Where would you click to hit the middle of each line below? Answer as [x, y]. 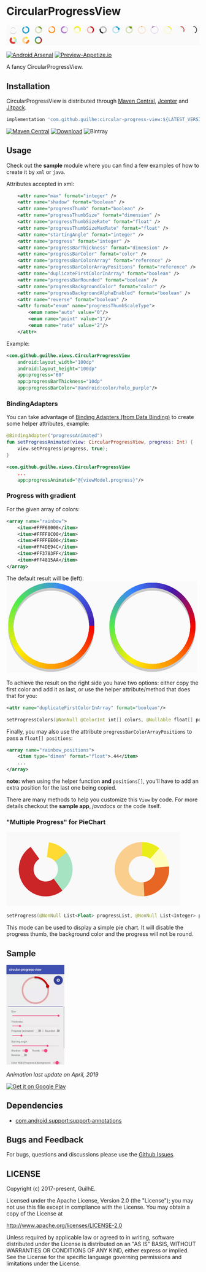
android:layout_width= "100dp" [56, 362]
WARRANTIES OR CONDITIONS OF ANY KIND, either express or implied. [97, 1250]
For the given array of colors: [43, 509]
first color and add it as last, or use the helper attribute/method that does [98, 689]
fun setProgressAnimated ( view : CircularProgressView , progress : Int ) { [100, 442]
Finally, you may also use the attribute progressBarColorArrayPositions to [99, 731]
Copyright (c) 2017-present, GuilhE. [51, 1189]
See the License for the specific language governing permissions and [94, 1257]
